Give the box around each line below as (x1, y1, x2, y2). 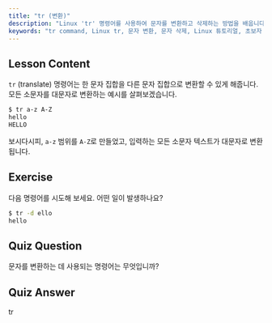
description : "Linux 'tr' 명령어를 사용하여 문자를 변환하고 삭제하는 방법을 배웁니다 (8, 19, 266, 28)
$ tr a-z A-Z (8, 106, 53, 114)
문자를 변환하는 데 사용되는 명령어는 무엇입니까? (8, 261, 159, 271)
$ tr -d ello (8, 209, 53, 217)
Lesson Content (8, 57, 91, 70)
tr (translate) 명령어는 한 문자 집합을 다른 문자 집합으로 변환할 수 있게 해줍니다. (8, 79, 259, 89)
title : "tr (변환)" (8, 11, 71, 20)
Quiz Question (8, 239, 83, 253)
